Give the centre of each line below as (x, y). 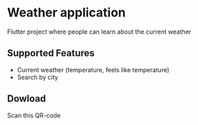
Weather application (66, 13)
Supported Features (51, 53)
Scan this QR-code (34, 115)
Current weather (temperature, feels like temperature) (93, 69)
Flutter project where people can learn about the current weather (99, 32)
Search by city (37, 77)
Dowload (26, 99)
